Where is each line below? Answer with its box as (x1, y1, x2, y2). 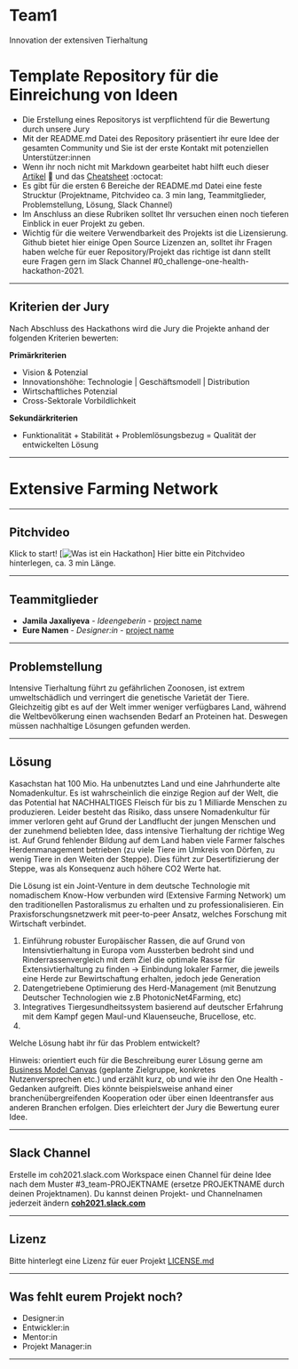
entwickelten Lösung (21, 439, 99, 450)
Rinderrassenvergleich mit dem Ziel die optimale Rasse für (21, 954, 236, 965)
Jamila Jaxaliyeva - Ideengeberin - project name (21, 615, 202, 627)
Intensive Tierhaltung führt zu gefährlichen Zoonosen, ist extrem (9, 683, 246, 693)
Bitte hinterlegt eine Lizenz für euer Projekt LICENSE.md (9, 1255, 215, 1266)
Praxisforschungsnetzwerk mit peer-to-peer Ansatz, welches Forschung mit (9, 909, 287, 919)
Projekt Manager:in (21, 1341, 92, 1352)
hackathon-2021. (21, 265, 84, 276)
